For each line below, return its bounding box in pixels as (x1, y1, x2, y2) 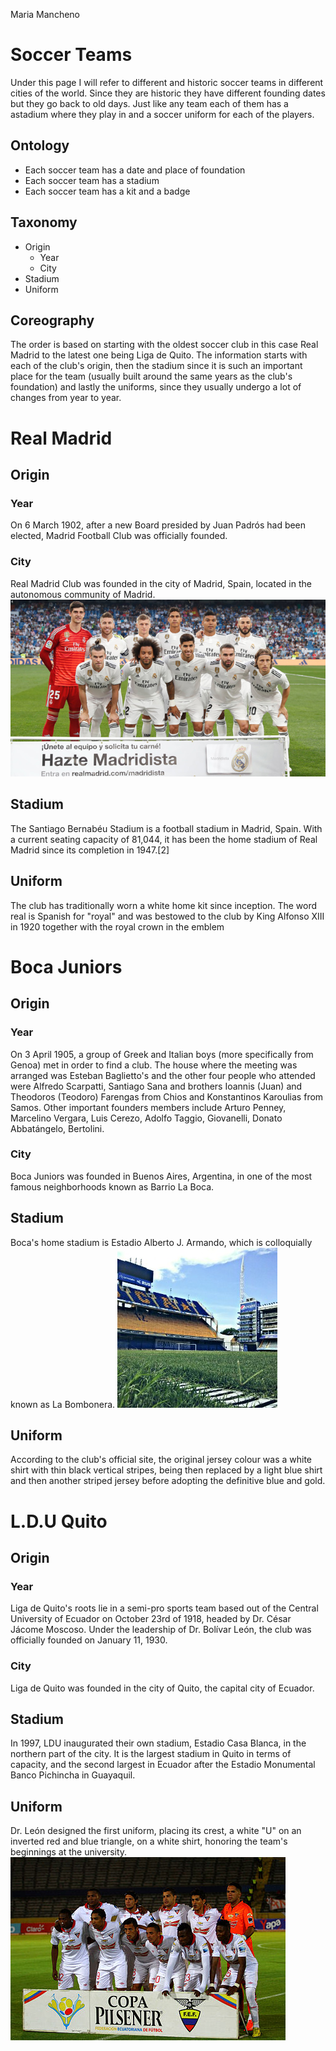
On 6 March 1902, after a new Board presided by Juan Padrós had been (10, 519, 307, 531)
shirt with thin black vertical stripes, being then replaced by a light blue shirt (10, 1464, 323, 1476)
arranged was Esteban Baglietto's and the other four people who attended (10, 1069, 316, 1081)
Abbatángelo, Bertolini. (10, 1122, 105, 1134)
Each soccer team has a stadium (24, 174, 160, 186)
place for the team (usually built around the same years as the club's (10, 370, 293, 383)
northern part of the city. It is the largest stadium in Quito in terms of (10, 1748, 292, 1760)
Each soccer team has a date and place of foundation (24, 164, 246, 176)
